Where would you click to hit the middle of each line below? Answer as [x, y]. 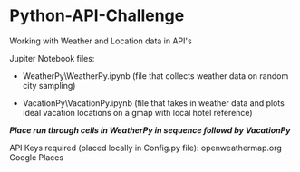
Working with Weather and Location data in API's [101, 41]
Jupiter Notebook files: [52, 58]
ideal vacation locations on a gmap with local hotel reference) [137, 112]
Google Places [37, 157]
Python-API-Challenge [97, 16]
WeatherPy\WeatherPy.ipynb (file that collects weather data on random [155, 76]
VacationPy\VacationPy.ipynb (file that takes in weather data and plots [154, 103]
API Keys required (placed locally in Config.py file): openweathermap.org [146, 148]
